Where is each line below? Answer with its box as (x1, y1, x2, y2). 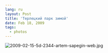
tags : (5, 25, 16, 30)
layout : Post (5, 12, 32, 16)
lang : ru (5, 7, 23, 12)
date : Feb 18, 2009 (5, 20, 45, 26)
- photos (9, 29, 27, 34)
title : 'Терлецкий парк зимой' (5, 16, 69, 21)
